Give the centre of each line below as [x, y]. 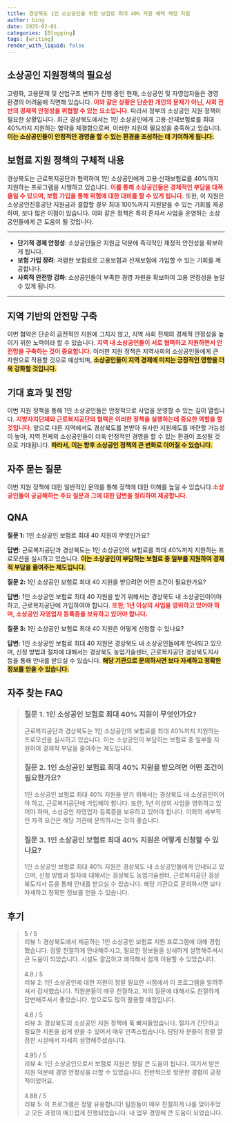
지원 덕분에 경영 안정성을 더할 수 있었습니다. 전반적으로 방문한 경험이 [116, 1072]
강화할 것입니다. [36, 369]
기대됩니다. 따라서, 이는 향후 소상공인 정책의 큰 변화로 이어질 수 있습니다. [116, 445]
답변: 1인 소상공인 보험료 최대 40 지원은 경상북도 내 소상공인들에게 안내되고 [108, 643]
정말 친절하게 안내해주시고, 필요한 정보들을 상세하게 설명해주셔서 [137, 950]
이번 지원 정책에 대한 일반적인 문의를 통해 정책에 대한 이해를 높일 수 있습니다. [110, 487]
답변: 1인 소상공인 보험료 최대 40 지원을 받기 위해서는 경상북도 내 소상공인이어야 [115, 596]
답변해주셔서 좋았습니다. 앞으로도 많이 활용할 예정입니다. [100, 999]
